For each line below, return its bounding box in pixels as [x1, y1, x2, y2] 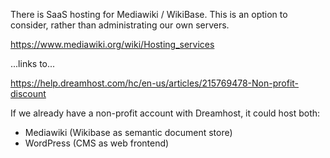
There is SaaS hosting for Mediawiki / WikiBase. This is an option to [10, 9, 288, 20]
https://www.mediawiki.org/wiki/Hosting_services [10, 39, 215, 50]
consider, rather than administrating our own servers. [10, 19, 230, 31]
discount [10, 88, 47, 99]
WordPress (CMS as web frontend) [24, 137, 170, 149]
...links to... [10, 58, 56, 69]
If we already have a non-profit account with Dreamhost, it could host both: [10, 107, 321, 119]
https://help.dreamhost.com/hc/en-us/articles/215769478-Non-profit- [10, 77, 300, 89]
